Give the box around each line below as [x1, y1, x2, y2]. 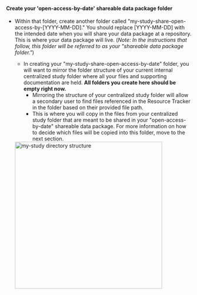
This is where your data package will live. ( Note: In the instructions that [14, 36, 187, 43]
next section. [32, 135, 64, 142]
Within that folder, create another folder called [14, 18, 126, 25]
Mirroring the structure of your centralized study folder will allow [32, 92, 189, 99]
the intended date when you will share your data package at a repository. [14, 30, 192, 38]
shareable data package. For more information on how [55, 123, 186, 130]
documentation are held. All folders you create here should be [23, 79, 176, 86]
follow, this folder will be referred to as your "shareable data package [14, 43, 184, 50]
